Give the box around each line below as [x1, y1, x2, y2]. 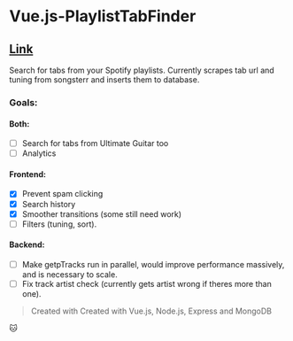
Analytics [21, 148, 57, 159]
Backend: [9, 239, 45, 250]
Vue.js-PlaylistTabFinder [9, 6, 197, 27]
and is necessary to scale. [21, 268, 118, 280]
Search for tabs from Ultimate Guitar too [21, 138, 169, 149]
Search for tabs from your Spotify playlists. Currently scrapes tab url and [9, 65, 274, 75]
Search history [21, 198, 76, 209]
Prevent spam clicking [21, 189, 104, 199]
